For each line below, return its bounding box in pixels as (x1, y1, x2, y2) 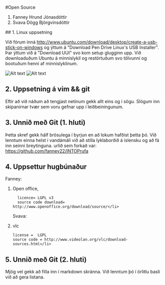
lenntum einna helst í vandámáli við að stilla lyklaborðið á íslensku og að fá (5, 137, 159, 143)
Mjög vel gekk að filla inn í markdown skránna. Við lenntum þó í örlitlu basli (5, 269, 160, 275)
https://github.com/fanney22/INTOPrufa (5, 148, 89, 154)
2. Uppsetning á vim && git (5, 85, 90, 93)
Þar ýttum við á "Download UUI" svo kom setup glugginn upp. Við (5, 50, 141, 56)
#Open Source (5, 5, 36, 10)
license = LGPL (12, 232, 47, 238)
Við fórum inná (5, 39, 36, 45)
